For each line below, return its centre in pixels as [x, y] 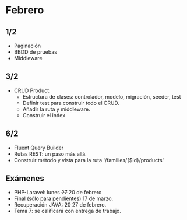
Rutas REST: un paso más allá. [50, 154]
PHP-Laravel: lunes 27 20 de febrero [58, 193]
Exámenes [25, 179]
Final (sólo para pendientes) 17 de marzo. [63, 198]
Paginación [27, 46]
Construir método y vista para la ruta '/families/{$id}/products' [89, 160]
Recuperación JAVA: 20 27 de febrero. [60, 205]
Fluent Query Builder [39, 148]
